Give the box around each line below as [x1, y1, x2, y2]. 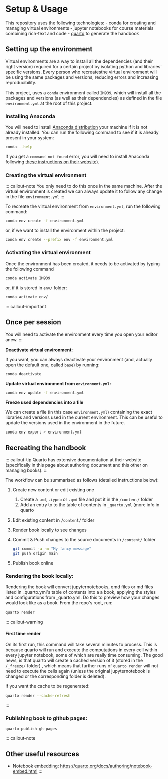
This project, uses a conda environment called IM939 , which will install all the [5, 89, 161, 96]
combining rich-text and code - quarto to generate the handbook [5, 30, 139, 36]
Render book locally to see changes [12, 527, 87, 533]
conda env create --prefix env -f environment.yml [5, 237, 113, 242]
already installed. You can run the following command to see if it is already [5, 129, 159, 136]
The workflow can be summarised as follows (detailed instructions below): [5, 477, 159, 483]
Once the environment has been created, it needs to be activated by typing [5, 261, 160, 267]
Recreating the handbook [5, 443, 86, 452]
